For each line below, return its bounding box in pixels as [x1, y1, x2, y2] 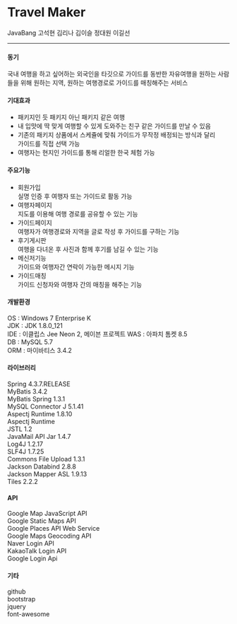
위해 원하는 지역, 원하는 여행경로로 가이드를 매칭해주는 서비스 [20, 78, 188, 87]
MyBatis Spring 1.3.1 [7, 394, 66, 403]
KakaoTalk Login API [7, 547, 67, 555]
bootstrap [7, 595, 36, 604]
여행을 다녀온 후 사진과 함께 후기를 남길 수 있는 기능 [17, 245, 159, 253]
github [7, 587, 26, 596]
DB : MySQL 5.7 [7, 337, 53, 346]
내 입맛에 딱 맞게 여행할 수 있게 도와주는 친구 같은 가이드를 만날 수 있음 [17, 122, 212, 131]
